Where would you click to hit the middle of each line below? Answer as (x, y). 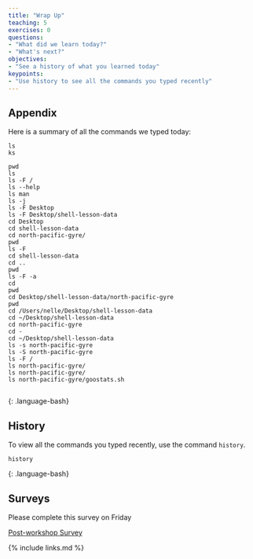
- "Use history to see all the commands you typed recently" (110, 81)
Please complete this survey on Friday (70, 517)
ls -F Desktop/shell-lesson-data (63, 215)
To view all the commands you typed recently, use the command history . (127, 445)
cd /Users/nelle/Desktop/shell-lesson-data (81, 311)
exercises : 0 (29, 30)
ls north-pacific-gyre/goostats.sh (66, 380)
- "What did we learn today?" (58, 45)
